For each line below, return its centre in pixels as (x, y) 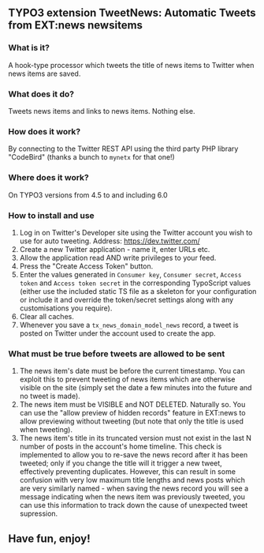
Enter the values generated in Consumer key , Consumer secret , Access (130, 274)
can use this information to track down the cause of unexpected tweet (134, 506)
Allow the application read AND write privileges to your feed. (118, 258)
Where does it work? (48, 178)
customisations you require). (66, 308)
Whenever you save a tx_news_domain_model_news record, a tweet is (129, 325)
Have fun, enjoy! (49, 538)
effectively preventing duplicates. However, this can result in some (128, 472)
